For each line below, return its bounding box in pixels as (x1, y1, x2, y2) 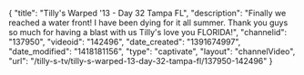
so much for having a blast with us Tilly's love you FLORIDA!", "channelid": (8, 27, 288, 37)
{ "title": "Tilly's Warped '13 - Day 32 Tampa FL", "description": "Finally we (8, 8, 287, 18)
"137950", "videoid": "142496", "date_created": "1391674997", (8, 36, 241, 47)
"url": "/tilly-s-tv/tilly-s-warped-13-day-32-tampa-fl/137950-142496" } (8, 56, 273, 66)
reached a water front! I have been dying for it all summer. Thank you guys (8, 17, 289, 28)
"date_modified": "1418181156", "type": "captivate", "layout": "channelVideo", (8, 46, 296, 57)
